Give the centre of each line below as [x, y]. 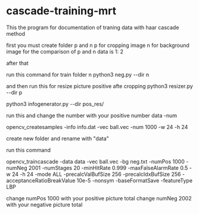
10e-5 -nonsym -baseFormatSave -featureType [134, 180]
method [16, 33]
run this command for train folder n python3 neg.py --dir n [78, 74]
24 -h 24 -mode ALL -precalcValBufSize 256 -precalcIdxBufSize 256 [96, 174]
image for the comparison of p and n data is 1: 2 [65, 51]
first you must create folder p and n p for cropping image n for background [98, 45]
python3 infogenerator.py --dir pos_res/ [55, 104]
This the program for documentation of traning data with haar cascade [93, 27]
